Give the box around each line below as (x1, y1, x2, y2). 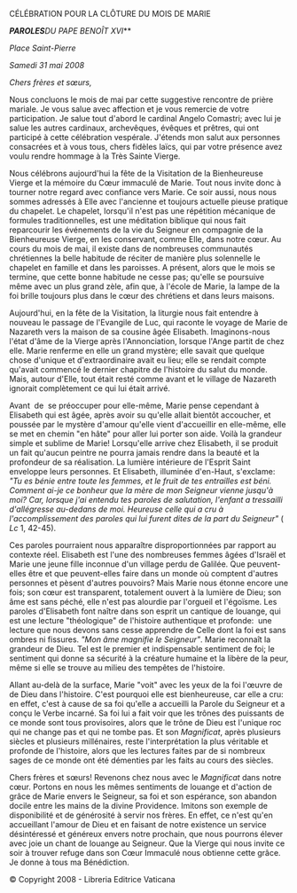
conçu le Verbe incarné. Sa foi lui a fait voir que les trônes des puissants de (9, 708, 285, 718)
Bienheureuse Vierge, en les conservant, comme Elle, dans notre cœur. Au (9, 234, 282, 244)
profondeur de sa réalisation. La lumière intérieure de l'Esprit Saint (9, 457, 251, 467)
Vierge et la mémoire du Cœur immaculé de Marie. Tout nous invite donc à (9, 177, 282, 188)
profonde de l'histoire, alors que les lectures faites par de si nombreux (9, 746, 266, 756)
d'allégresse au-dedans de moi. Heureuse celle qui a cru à (9, 504, 224, 514)
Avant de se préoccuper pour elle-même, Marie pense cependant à (9, 400, 260, 411)
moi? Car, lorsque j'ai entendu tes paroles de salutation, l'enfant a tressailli (9, 495, 284, 505)
